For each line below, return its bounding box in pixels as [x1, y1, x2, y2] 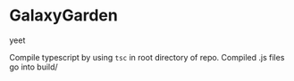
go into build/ [9, 61, 58, 72]
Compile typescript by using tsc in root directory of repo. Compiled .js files [9, 52, 285, 62]
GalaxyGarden [9, 5, 118, 26]
